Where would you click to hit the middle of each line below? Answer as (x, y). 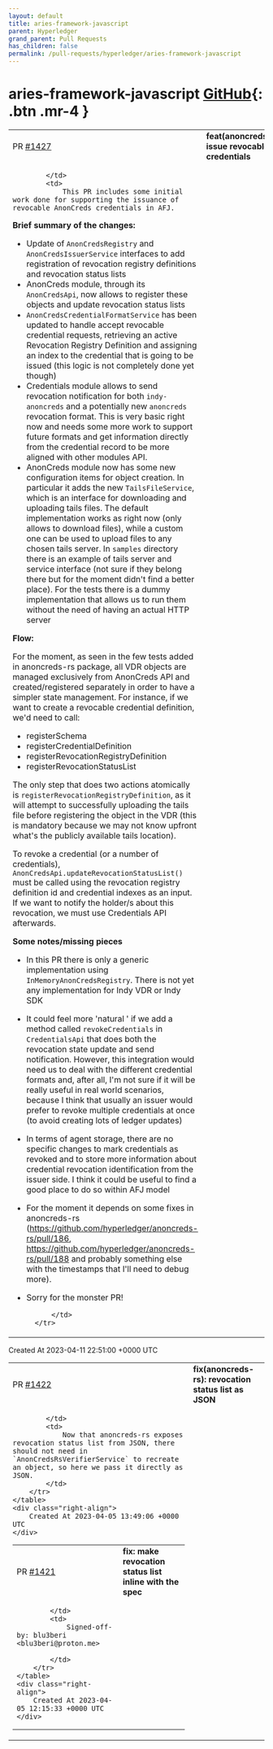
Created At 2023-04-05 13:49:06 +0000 (104, 1516)
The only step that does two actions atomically (102, 785)
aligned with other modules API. (87, 457)
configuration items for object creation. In (105, 477)
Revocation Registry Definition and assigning (112, 345)
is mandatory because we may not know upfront (105, 825)
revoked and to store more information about (112, 1159)
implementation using (67, 969)
